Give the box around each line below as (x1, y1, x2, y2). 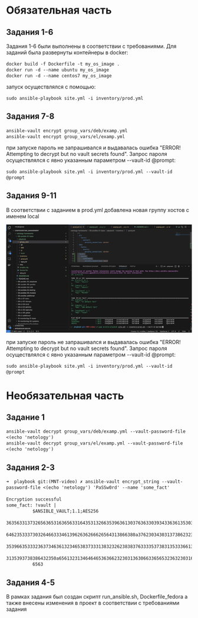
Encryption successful (6, 496, 62, 502)
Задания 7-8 (6, 112, 55, 122)
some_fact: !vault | (6, 502, 57, 508)
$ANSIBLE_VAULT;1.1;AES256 (32, 508, 99, 514)
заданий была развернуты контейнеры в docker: (6, 49, 128, 56)
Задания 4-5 (6, 577, 55, 587)
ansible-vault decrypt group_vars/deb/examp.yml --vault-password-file (6, 429, 186, 434)
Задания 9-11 (6, 191, 57, 201)
